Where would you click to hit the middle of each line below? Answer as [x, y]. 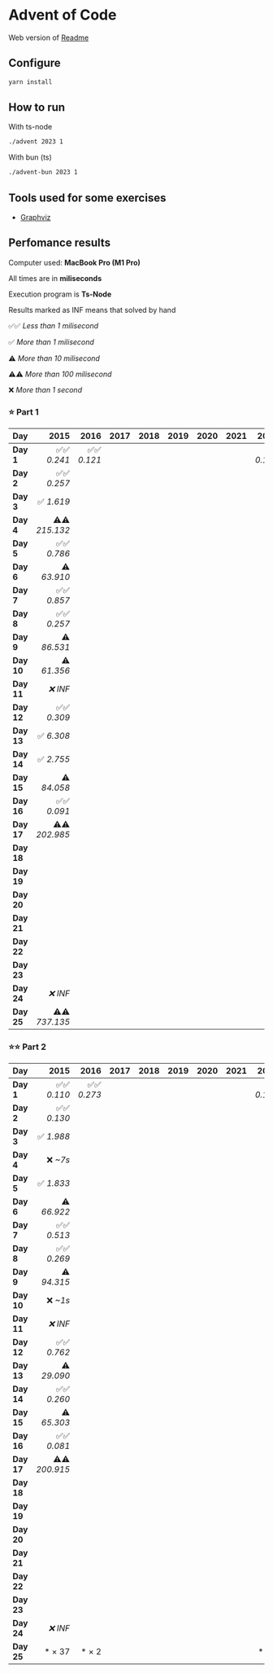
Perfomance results [60, 243]
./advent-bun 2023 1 [43, 173]
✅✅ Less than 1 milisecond [54, 325]
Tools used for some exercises [87, 198]
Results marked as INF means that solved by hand [92, 310]
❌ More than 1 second [45, 389]
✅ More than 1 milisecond [52, 342]
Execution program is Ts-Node [60, 294]
